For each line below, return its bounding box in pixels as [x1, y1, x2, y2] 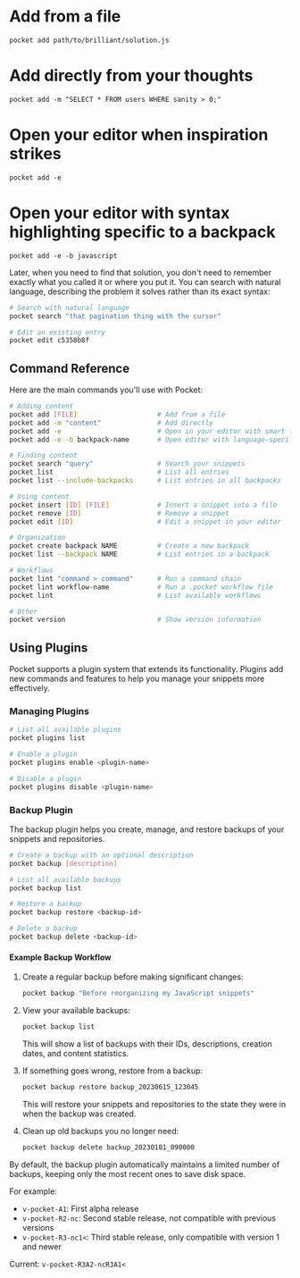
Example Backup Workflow [9, 952, 112, 963]
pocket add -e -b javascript [9, 251, 118, 260]
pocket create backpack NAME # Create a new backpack [9, 542, 250, 551]
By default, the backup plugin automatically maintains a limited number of [9, 1159, 280, 1170]
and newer [21, 1240, 62, 1252]
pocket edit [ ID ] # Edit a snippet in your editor [9, 517, 281, 526]
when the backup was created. [21, 1108, 137, 1119]
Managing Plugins [9, 705, 89, 718]
